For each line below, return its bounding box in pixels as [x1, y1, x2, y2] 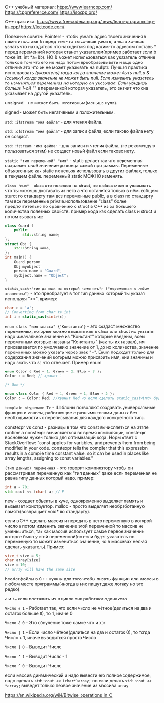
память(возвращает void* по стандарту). [5, 509, 91, 515]
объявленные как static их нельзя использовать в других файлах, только [5, 168, 158, 174]
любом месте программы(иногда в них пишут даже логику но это [5, 581, 143, 587]
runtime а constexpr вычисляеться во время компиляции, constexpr [5, 430, 146, 435]
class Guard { [5, 223, 34, 228]
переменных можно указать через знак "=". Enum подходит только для [5, 349, 155, 355]
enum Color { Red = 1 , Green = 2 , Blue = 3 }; [5, 369, 102, 374]
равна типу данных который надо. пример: [5, 476, 95, 481]
